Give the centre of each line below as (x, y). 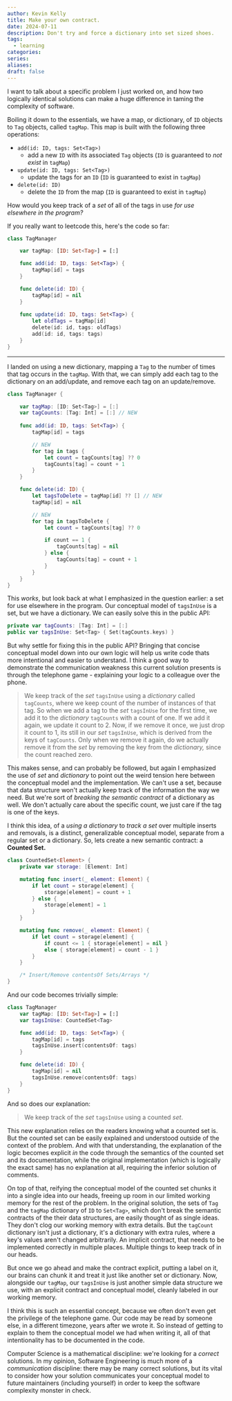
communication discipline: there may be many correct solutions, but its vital (115, 1368)
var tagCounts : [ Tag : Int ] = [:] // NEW (78, 413)
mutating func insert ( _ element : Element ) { (85, 879)
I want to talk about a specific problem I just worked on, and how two (105, 91)
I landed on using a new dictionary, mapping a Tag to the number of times (111, 366)
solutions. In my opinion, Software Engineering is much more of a (100, 1361)
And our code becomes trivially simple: (63, 995)
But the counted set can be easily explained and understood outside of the (113, 1138)
